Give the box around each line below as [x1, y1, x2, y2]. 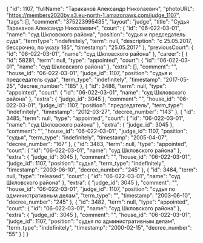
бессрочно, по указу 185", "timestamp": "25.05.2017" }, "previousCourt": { [6, 44, 194, 51]
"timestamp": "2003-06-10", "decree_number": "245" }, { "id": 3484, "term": [6, 166, 198, 173]
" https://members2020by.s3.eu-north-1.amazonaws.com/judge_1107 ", [6, 12, 181, 19]
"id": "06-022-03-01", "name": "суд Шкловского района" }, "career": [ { [6, 50, 188, 57]
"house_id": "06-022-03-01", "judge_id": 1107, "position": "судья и [6, 70, 173, 76]
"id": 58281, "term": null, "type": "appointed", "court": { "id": [6, 57, 156, 64]
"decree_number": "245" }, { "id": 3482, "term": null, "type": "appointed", [6, 198, 190, 205]
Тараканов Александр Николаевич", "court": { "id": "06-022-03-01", [6, 24, 181, 32]
